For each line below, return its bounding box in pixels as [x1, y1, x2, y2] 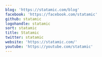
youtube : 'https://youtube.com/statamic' [5, 44, 93, 49]
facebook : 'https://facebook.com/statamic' [5, 12, 98, 17]
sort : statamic [5, 26, 37, 31]
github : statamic [5, 16, 42, 21]
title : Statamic [5, 30, 39, 35]
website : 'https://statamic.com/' [5, 40, 78, 45]
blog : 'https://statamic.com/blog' [5, 7, 80, 12]
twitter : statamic [5, 35, 44, 40]
